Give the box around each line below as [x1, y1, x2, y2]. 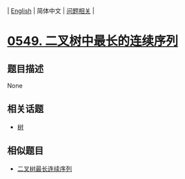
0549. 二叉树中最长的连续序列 [7, 34, 178, 49]
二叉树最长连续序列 [17, 165, 72, 173]
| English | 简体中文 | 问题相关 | [7, 7, 95, 14]
